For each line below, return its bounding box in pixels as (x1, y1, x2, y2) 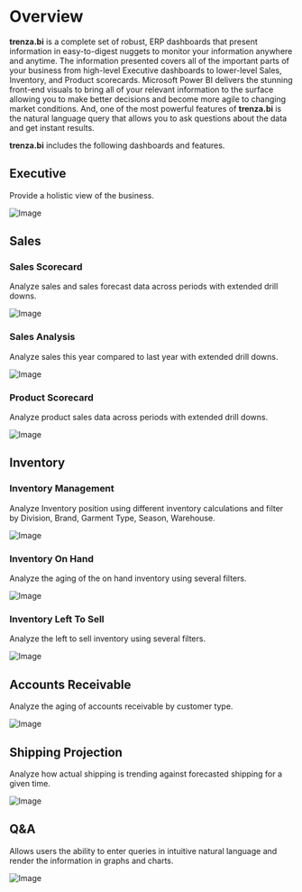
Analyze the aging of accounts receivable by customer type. (9, 701, 233, 712)
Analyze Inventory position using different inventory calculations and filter (9, 502, 284, 513)
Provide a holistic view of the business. (9, 189, 155, 200)
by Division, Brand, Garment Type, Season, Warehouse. (9, 512, 215, 523)
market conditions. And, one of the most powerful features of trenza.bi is (9, 103, 282, 114)
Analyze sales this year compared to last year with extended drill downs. (9, 351, 279, 362)
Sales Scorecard (9, 261, 83, 273)
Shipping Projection (9, 744, 124, 759)
